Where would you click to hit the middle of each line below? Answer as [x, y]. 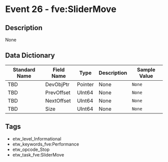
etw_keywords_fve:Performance [45, 144]
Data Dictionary [30, 55]
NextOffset [58, 100]
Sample [146, 70]
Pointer [85, 84]
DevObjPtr [57, 84]
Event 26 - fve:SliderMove [61, 9]
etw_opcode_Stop [31, 149]
